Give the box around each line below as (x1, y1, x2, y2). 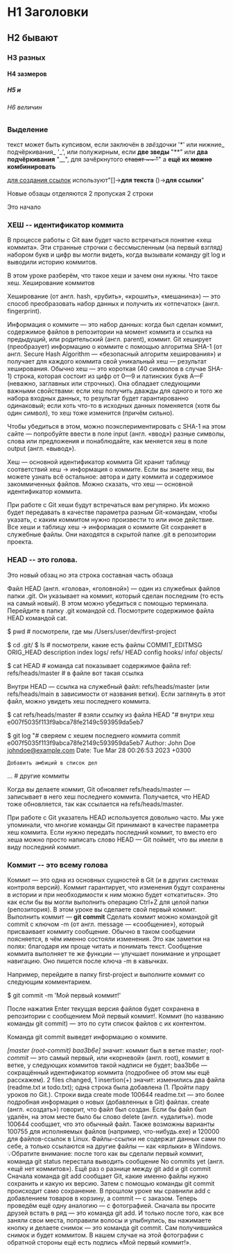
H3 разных (7, 53, 46, 62)
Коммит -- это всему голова (7, 860, 109, 869)
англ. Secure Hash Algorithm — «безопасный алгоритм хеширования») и (7, 350, 222, 358)
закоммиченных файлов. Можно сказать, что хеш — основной (7, 480, 193, 488)
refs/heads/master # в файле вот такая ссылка (7, 669, 144, 677)
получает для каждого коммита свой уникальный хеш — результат (7, 357, 207, 366)
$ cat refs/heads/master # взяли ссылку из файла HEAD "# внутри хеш (7, 710, 215, 719)
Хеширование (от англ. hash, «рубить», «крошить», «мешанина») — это (7, 292, 221, 300)
